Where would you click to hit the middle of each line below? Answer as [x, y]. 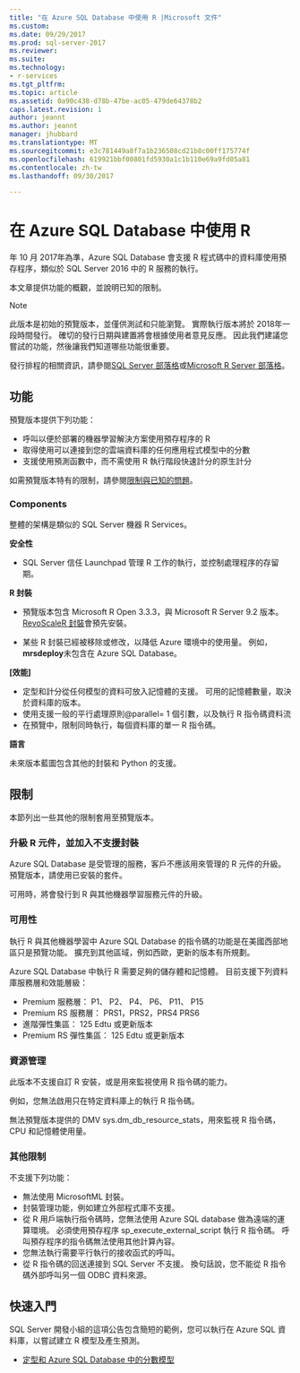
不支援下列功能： [41, 1178]
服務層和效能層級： [52, 982]
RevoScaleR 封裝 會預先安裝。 [77, 623]
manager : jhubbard [43, 134]
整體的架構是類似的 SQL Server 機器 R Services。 [101, 524]
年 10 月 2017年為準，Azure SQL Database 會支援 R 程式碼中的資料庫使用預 [148, 257]
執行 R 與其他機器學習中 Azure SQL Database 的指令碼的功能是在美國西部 [145, 941]
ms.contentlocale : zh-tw [56, 168]
